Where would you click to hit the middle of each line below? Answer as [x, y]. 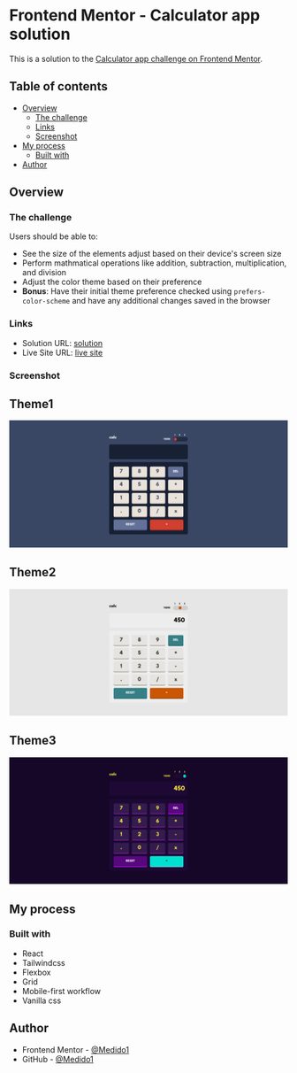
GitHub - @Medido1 [58, 1059]
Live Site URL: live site [62, 352]
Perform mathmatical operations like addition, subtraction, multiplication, [154, 263]
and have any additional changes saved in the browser [171, 301]
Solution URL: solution [62, 343]
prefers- [250, 292]
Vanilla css [42, 1000]
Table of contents [58, 86]
